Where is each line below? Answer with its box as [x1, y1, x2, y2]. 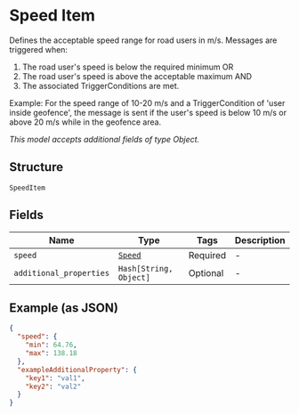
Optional [188, 266, 224, 279]
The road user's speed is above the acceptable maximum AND [21, 70, 252, 81]
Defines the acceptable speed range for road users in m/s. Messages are [9, 35, 278, 45]
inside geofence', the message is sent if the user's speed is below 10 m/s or [9, 107, 287, 118]
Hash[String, [117, 264, 174, 273]
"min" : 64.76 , [25, 340, 77, 350]
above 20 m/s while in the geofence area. [9, 117, 162, 127]
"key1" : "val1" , [25, 373, 86, 383]
